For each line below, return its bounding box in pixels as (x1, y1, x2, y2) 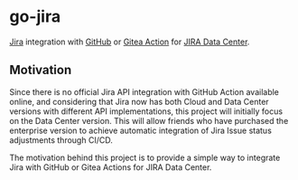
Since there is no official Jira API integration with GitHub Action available (9, 86, 280, 97)
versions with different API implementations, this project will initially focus (9, 106, 283, 117)
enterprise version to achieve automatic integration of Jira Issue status (9, 125, 273, 136)
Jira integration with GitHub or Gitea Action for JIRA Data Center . (9, 36, 250, 47)
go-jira (9, 6, 61, 27)
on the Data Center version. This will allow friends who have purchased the (9, 115, 289, 126)
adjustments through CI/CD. (9, 134, 113, 146)
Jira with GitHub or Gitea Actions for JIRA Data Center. (9, 161, 212, 173)
